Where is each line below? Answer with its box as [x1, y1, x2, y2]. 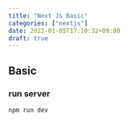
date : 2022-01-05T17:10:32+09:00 [8, 26, 121, 35]
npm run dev [8, 106, 48, 114]
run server [8, 87, 51, 99]
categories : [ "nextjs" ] [8, 19, 89, 27]
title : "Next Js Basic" [8, 11, 89, 20]
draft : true [8, 34, 48, 43]
